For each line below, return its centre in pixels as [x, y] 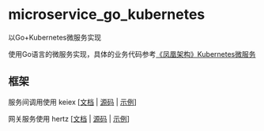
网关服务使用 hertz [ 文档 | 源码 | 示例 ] [69, 118]
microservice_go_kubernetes [107, 15]
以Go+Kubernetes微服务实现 [55, 37]
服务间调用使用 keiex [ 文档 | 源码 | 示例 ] [72, 102]
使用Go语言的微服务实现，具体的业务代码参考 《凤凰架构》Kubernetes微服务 [132, 54]
